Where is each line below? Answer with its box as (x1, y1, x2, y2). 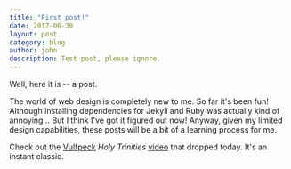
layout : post (9, 29, 58, 38)
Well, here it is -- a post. (9, 79, 98, 89)
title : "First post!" (9, 12, 90, 22)
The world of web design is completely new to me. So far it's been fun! (9, 96, 269, 107)
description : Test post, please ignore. (9, 54, 162, 63)
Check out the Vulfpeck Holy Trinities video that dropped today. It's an (9, 141, 268, 152)
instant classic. (9, 151, 64, 161)
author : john (9, 46, 58, 55)
